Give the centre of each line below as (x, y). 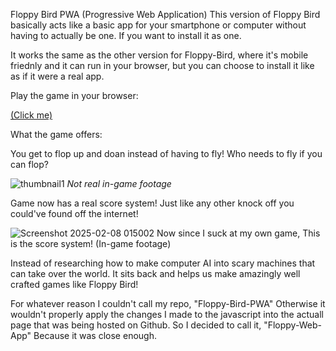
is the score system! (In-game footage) (91, 243)
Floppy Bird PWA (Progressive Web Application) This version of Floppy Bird (165, 14)
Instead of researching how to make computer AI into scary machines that (163, 263)
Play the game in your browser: (74, 95)
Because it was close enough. (95, 335)
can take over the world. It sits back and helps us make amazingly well (155, 273)
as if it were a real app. (57, 76)
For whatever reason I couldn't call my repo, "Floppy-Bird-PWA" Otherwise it (168, 303)
